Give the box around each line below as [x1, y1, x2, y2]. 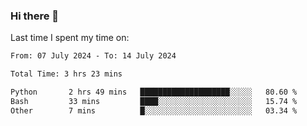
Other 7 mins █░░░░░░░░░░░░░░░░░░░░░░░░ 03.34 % [10, 105, 298, 116]
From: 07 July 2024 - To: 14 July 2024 [10, 51, 177, 61]
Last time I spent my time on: [10, 32, 130, 44]
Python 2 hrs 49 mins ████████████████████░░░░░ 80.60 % [10, 87, 298, 98]
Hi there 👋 [10, 9, 60, 23]
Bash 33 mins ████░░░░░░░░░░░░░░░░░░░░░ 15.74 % [10, 96, 298, 106]
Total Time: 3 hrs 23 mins [10, 69, 123, 79]
